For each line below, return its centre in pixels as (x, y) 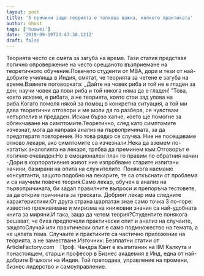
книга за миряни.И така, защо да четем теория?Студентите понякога (97, 214)
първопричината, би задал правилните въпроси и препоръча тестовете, (101, 188)
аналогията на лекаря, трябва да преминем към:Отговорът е (109, 149)
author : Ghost (25, 23)
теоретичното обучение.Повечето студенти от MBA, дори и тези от (94, 71)
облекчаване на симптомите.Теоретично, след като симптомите (91, 123)
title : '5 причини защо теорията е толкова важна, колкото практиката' (100, 18)
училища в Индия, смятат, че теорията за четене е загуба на (109, 78)
